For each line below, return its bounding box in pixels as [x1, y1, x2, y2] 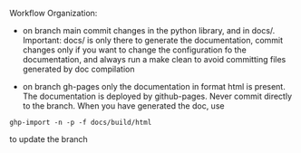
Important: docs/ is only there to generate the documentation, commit [22, 35, 284, 45]
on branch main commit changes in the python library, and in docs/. [22, 25, 276, 35]
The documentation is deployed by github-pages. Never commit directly [22, 91, 293, 101]
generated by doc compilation [22, 63, 135, 74]
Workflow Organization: [9, 8, 98, 18]
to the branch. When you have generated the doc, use [22, 100, 225, 111]
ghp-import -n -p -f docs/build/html [9, 118, 152, 127]
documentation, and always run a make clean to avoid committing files [22, 54, 286, 64]
